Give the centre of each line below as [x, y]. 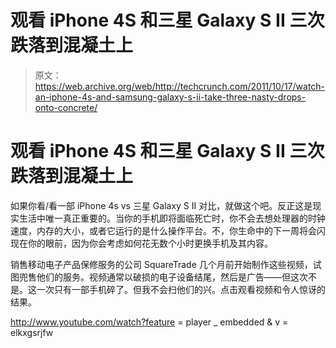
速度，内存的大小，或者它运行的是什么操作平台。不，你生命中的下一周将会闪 [168, 230]
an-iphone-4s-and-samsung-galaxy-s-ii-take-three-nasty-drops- [170, 97]
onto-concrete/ [66, 107]
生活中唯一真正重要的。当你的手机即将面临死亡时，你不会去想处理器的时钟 [172, 218]
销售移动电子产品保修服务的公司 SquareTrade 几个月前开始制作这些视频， [161, 264]
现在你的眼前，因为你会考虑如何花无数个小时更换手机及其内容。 [141, 243]
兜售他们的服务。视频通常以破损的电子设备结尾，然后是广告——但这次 [163, 277]
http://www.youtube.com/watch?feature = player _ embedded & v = [149, 322]
